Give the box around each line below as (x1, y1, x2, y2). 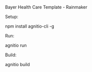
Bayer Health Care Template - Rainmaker (5, 4, 88, 10)
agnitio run (5, 42, 27, 48)
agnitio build (5, 62, 30, 67)
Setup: (5, 14, 19, 19)
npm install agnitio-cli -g (5, 23, 54, 29)
